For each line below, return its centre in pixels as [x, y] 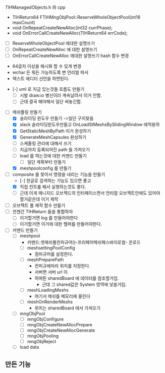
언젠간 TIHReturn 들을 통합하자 [43, 212]
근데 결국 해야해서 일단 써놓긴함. [51, 102]
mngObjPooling [43, 336]
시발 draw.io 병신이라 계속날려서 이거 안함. [61, 95]
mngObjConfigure [45, 319]
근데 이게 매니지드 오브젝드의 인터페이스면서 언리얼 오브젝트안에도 [83, 193]
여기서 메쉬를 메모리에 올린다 [62, 296]
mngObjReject [42, 342]
